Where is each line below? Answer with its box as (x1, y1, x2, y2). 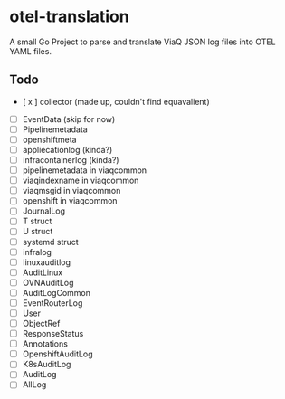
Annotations (22, 338, 68, 349)
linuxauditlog (22, 256, 71, 268)
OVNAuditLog (22, 277, 74, 288)
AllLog (22, 379, 47, 390)
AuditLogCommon (22, 287, 90, 298)
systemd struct (22, 236, 79, 247)
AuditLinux (22, 267, 63, 278)
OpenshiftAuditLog (22, 348, 93, 359)
